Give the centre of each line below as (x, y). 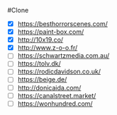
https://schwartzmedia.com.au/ (63, 56)
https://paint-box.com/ (51, 32)
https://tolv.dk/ (39, 63)
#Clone (18, 10)
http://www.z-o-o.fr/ (48, 48)
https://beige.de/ (42, 80)
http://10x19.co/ (40, 40)
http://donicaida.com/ (49, 87)
